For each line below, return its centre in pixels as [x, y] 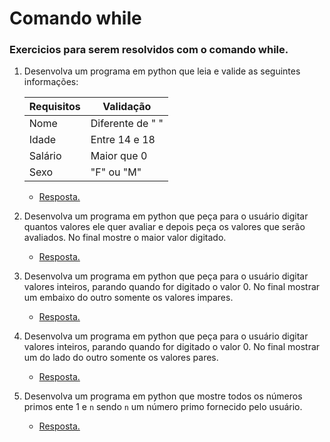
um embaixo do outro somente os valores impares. [128, 298]
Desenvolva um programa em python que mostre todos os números [163, 396]
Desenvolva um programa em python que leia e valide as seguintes [162, 71]
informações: [51, 82]
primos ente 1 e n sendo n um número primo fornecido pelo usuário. [163, 407]
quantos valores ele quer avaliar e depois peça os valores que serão [164, 227]
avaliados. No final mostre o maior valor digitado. [125, 238]
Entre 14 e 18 [123, 140]
